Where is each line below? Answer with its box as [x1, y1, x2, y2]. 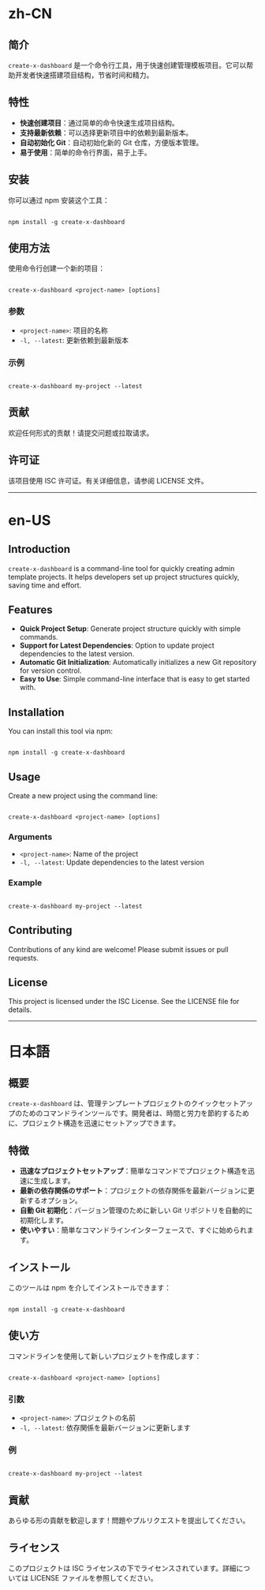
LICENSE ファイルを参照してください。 [30, 1573, 158, 1582]
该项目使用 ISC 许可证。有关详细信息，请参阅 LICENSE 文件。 [8, 476, 208, 485]
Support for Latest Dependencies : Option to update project [19, 640, 215, 651]
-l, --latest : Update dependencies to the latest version [19, 857, 205, 868]
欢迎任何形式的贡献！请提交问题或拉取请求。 [8, 427, 154, 438]
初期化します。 [19, 1215, 69, 1225]
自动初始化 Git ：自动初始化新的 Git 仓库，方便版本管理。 [19, 137, 203, 147]
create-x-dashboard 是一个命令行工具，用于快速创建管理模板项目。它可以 [8, 61, 247, 69]
